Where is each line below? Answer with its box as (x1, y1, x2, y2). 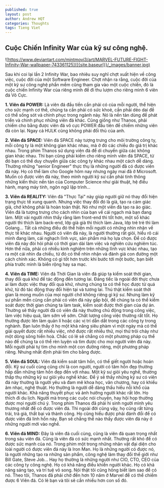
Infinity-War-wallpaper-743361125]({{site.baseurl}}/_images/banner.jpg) (5, 62, 150, 68)
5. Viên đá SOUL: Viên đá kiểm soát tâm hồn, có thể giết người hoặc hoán (5, 359, 154, 364)
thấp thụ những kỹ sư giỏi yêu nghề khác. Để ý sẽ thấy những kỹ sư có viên (5, 374, 158, 380)
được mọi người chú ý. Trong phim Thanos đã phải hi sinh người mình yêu (5, 400, 153, 406)
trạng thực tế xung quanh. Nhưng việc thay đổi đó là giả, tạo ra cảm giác (5, 199, 151, 205)
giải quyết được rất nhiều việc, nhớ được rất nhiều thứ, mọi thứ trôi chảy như (5, 328, 158, 334)
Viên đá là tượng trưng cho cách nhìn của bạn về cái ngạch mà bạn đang (5, 209, 152, 215)
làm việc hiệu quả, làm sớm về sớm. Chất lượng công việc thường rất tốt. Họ (5, 312, 158, 318)
